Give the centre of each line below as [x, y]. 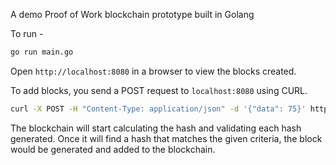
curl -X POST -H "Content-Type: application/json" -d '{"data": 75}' [158, 109]
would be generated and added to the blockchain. [113, 149]
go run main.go [42, 52]
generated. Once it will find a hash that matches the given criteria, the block [166, 138]
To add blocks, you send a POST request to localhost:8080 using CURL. [159, 90]
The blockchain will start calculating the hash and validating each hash [156, 128]
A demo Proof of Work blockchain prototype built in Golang [132, 14]
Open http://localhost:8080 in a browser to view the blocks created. [153, 71]
